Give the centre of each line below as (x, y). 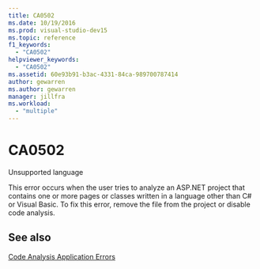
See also (30, 238)
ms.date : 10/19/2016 (42, 23)
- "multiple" (37, 112)
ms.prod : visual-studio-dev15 (58, 30)
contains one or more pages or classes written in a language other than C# (130, 195)
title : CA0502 (32, 15)
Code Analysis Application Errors (62, 256)
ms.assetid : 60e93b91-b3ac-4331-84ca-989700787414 (93, 74)
